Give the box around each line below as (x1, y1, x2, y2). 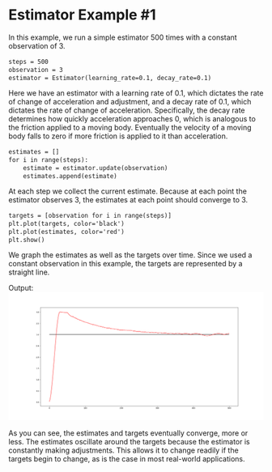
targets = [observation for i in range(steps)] (8, 211, 172, 219)
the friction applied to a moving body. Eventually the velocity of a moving (8, 122, 252, 132)
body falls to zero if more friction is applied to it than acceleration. (8, 131, 228, 141)
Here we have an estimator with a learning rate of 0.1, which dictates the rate (8, 87, 264, 98)
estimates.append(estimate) (23, 172, 117, 180)
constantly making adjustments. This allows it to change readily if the (8, 445, 239, 455)
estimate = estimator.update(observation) (23, 164, 168, 172)
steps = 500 (8, 57, 49, 66)
